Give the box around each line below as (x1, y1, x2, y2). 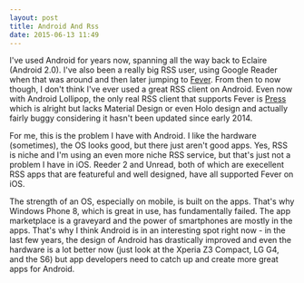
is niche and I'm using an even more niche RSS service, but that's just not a (9, 150, 291, 161)
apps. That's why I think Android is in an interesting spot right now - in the (9, 225, 286, 236)
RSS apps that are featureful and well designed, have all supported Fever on (9, 169, 294, 180)
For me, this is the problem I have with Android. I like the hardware (9, 131, 257, 141)
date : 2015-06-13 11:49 (9, 30, 100, 39)
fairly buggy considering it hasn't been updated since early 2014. (9, 112, 253, 123)
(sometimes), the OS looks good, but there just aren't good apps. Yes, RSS (9, 140, 289, 151)
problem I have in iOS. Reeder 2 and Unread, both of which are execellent (9, 160, 284, 171)
